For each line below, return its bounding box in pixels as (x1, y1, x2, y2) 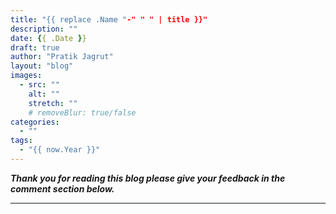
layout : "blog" (10, 61, 74, 71)
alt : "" (28, 89, 60, 99)
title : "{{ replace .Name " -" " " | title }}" (10, 14, 208, 25)
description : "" (10, 24, 78, 34)
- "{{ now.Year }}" (19, 145, 101, 155)
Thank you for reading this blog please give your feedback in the (10, 172, 286, 184)
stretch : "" (28, 98, 78, 108)
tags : (10, 136, 33, 146)
